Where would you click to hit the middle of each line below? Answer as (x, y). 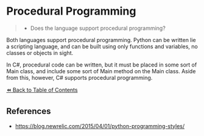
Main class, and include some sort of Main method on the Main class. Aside (101, 71)
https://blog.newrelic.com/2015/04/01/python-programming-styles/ (100, 126)
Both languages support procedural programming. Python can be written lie (101, 40)
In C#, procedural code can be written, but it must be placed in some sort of (102, 65)
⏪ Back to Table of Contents (42, 90)
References (29, 111)
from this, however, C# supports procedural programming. (79, 77)
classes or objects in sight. (40, 52)
